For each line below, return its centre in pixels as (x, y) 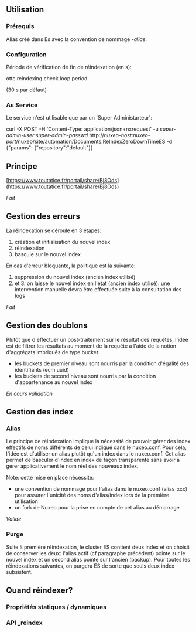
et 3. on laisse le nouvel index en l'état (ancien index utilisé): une (92, 283)
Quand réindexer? (39, 591)
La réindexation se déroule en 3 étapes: (54, 230)
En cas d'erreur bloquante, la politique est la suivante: (71, 266)
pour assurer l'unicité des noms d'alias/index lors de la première (92, 495)
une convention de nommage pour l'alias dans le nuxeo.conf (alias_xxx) (101, 489)
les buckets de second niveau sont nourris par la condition (85, 376)
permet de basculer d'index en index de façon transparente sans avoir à (93, 460)
